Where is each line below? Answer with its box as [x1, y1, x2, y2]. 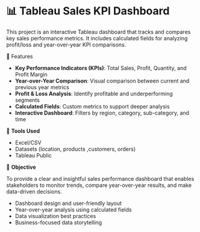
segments [14, 96, 40, 104]
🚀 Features [6, 52, 33, 60]
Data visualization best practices [14, 212, 96, 219]
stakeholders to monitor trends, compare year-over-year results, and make [6, 181, 192, 189]
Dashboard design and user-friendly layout [14, 199, 122, 207]
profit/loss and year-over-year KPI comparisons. [6, 41, 127, 48]
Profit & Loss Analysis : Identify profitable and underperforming [14, 90, 173, 97]
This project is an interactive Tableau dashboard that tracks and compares [6, 28, 191, 36]
